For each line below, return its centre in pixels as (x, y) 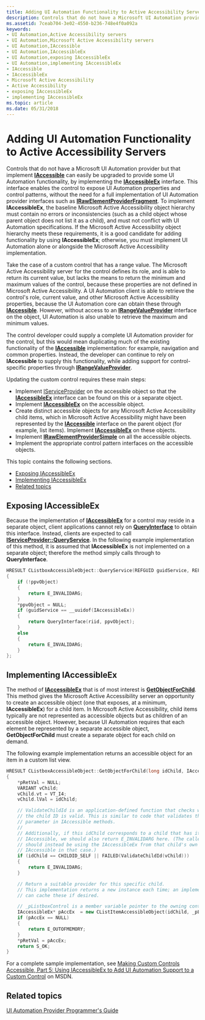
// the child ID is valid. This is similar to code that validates (105, 816)
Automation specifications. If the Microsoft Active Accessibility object (94, 227)
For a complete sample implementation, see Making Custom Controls (93, 964)
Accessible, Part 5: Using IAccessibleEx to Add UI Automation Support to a (100, 970)
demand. (17, 742)
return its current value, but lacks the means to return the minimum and (96, 278)
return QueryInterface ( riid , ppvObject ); (82, 622)
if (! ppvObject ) (38, 582)
